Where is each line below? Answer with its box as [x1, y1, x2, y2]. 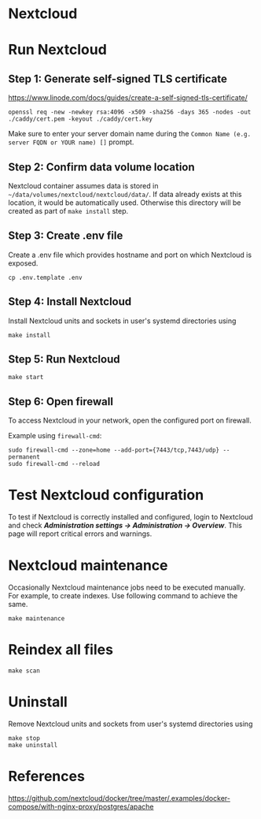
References [8, 768, 85, 785]
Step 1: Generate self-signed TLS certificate [8, 72, 228, 85]
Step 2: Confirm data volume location [8, 160, 195, 173]
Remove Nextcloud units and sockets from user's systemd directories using [8, 719, 253, 728]
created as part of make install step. [8, 207, 129, 215]
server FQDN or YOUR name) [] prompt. [8, 137, 134, 147]
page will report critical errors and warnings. [8, 529, 153, 538]
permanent [8, 453, 41, 461]
